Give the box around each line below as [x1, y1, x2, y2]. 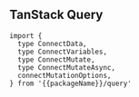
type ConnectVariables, [17, 47, 107, 56]
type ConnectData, [17, 39, 88, 48]
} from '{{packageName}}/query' [9, 79, 132, 88]
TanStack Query [9, 7, 104, 23]
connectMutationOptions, [17, 71, 112, 80]
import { [9, 31, 43, 40]
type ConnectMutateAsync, [17, 63, 116, 72]
